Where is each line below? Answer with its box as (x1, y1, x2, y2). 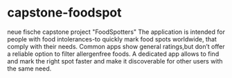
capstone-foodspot (7, 5, 122, 21)
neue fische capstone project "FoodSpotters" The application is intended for (7, 28, 225, 36)
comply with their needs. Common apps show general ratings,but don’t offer (7, 42, 225, 50)
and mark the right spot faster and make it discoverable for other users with (7, 57, 223, 65)
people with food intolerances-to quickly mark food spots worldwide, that (7, 35, 217, 43)
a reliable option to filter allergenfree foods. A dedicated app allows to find (7, 50, 220, 58)
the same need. (7, 64, 52, 72)
